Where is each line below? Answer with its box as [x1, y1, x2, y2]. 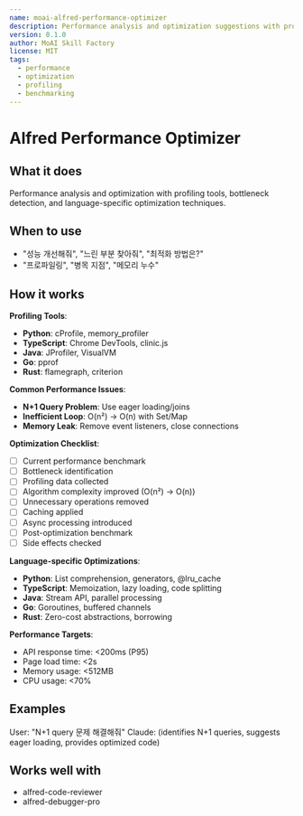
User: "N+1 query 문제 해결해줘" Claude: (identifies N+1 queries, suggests [9, 727, 281, 737]
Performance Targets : [9, 629, 94, 640]
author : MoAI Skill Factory [9, 38, 115, 48]
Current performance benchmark [22, 455, 146, 466]
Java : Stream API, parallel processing [22, 592, 162, 603]
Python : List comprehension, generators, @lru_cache [22, 573, 222, 584]
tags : [9, 55, 30, 64]
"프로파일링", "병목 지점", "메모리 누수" [22, 259, 160, 271]
